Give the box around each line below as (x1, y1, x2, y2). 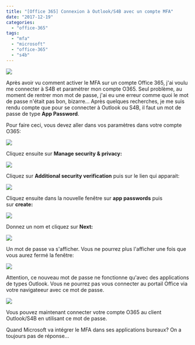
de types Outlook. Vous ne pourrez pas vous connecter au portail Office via (6, 280, 188, 287)
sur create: (6, 201, 33, 208)
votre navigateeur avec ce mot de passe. (6, 286, 105, 293)
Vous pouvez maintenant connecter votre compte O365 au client (6, 308, 162, 316)
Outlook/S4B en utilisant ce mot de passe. (6, 315, 107, 322)
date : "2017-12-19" (6, 14, 54, 20)
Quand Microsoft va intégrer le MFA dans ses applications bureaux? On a (6, 326, 182, 333)
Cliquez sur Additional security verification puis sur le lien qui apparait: (6, 172, 180, 179)
